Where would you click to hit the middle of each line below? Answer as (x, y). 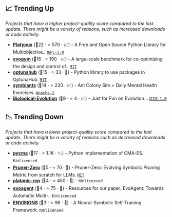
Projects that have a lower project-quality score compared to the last (79, 132)
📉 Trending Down (35, 117)
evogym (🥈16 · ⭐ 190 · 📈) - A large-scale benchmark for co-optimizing (88, 59)
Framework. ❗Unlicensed (38, 210)
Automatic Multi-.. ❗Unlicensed (44, 196)
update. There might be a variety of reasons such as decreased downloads (85, 137)
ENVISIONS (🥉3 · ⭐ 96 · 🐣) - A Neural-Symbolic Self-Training (77, 202)
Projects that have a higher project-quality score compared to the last (80, 23)
